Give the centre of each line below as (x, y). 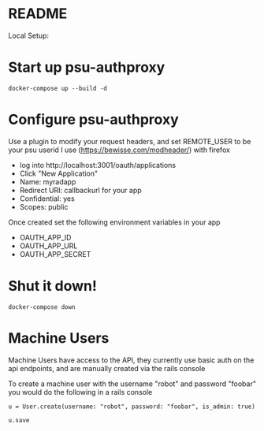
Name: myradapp (48, 181)
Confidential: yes (47, 199)
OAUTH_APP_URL (48, 246)
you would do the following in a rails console (80, 392)
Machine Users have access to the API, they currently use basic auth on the (131, 360)
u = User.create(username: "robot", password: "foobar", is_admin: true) (132, 407)
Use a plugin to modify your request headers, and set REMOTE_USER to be (130, 141)
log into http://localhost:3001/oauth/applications (97, 165)
